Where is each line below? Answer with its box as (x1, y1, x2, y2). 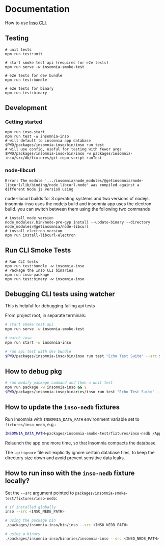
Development (5, 104, 48, 112)
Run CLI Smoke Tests (5, 246, 71, 255)
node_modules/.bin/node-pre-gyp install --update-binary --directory (5, 219, 151, 225)
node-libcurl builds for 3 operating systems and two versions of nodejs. (5, 195, 150, 201)
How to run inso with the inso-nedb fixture (5, 469, 135, 477)
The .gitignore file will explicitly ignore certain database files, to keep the (5, 449, 155, 455)
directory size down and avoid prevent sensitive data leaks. (5, 455, 125, 461)
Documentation (5, 3, 70, 15)
